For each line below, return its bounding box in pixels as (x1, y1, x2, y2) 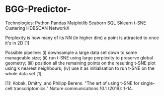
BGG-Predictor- (5, 3, 71, 15)
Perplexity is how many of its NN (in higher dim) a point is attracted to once (5, 35, 159, 41)
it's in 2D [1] (5, 40, 30, 46)
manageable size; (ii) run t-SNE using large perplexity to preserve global (5, 54, 153, 60)
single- (140, 80, 155, 86)
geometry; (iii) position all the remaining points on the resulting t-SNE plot (5, 60, 156, 66)
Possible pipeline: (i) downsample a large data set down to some (5, 49, 138, 55)
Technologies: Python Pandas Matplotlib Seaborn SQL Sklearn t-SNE (5, 20, 146, 26)
